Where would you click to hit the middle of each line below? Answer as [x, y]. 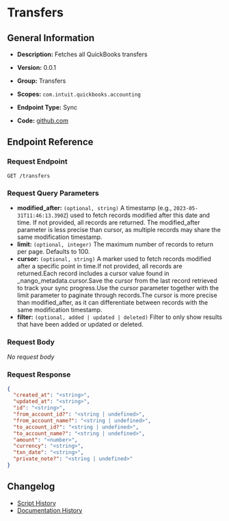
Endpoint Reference [50, 142]
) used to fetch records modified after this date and [138, 215]
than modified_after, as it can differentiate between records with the [112, 302]
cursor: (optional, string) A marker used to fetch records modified [114, 259]
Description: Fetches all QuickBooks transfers [82, 54]
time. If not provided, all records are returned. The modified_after [108, 222]
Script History [37, 503]
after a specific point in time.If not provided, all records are [99, 266]
